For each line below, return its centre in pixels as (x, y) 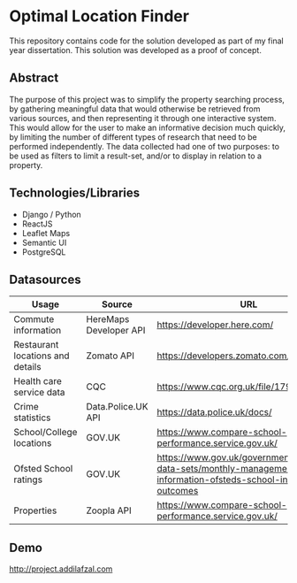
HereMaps (108, 319)
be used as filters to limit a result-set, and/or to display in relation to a (136, 156)
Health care (38, 381)
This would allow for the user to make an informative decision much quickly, (147, 127)
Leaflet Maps (46, 233)
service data (39, 393)
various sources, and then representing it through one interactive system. (143, 118)
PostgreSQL (44, 252)
